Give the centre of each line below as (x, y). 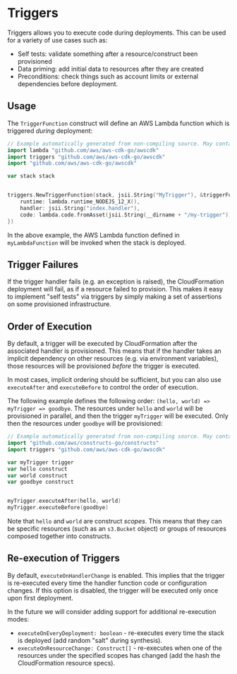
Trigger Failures (43, 264)
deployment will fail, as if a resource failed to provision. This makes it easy (115, 289)
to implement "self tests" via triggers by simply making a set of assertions (115, 297)
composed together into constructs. (59, 536)
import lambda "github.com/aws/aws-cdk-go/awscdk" (83, 150)
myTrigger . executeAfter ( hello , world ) (64, 501)
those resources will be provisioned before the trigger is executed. (104, 366)
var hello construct (38, 469)
